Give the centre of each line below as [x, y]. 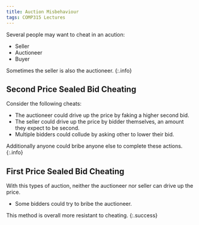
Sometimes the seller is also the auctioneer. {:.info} [69, 70]
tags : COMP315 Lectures [36, 17]
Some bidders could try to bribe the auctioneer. [73, 204]
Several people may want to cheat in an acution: [66, 34]
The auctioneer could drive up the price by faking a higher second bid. [102, 115]
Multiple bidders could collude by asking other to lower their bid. [94, 134]
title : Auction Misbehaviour [43, 12]
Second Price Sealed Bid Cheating [71, 89]
